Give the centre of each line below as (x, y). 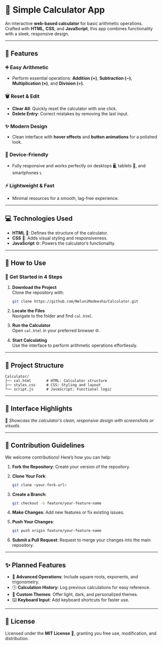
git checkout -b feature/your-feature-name (57, 503)
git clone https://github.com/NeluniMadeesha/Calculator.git (75, 302)
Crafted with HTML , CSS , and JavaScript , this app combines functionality (79, 28)
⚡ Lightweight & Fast (30, 186)
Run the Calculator (31, 325)
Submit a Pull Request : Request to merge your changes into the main (81, 540)
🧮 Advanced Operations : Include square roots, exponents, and (75, 577)
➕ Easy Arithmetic (27, 68)
